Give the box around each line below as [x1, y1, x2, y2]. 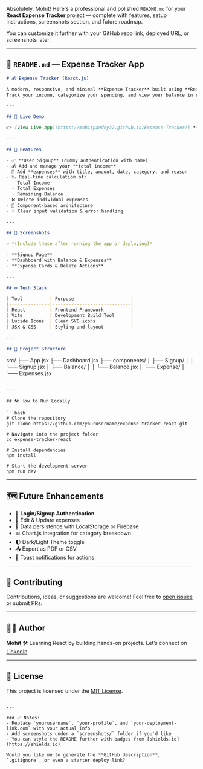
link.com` [6, 725, 31, 731]
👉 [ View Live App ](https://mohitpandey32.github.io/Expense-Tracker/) [6, 125, 191, 131]
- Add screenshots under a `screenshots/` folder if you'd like [6, 730, 172, 737]
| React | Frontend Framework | [6, 307, 134, 313]
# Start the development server [6, 463, 88, 469]
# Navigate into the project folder [6, 431, 98, 437]
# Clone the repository [6, 415, 66, 421]
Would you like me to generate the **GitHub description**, [6, 751, 161, 758]
